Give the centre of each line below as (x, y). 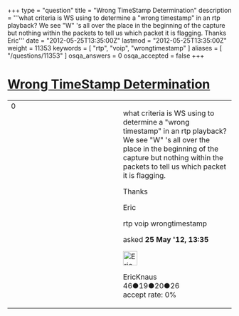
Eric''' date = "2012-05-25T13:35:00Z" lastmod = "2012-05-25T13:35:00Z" (117, 41)
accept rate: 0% (150, 295)
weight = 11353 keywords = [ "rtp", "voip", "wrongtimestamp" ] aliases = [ (115, 48)
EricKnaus (140, 277)
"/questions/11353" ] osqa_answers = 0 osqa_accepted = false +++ (106, 56)
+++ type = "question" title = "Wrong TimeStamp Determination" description (119, 10)
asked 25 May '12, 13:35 (166, 239)
